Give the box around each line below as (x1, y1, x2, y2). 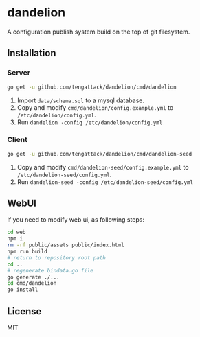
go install (7, 286, 38, 293)
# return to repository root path (7, 254, 107, 262)
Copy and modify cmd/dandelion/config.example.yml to (16, 103, 174, 111)
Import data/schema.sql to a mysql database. (16, 96, 145, 104)
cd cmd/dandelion (7, 280, 57, 287)
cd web (7, 229, 26, 236)
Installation (7, 47, 56, 59)
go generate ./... (7, 273, 60, 281)
